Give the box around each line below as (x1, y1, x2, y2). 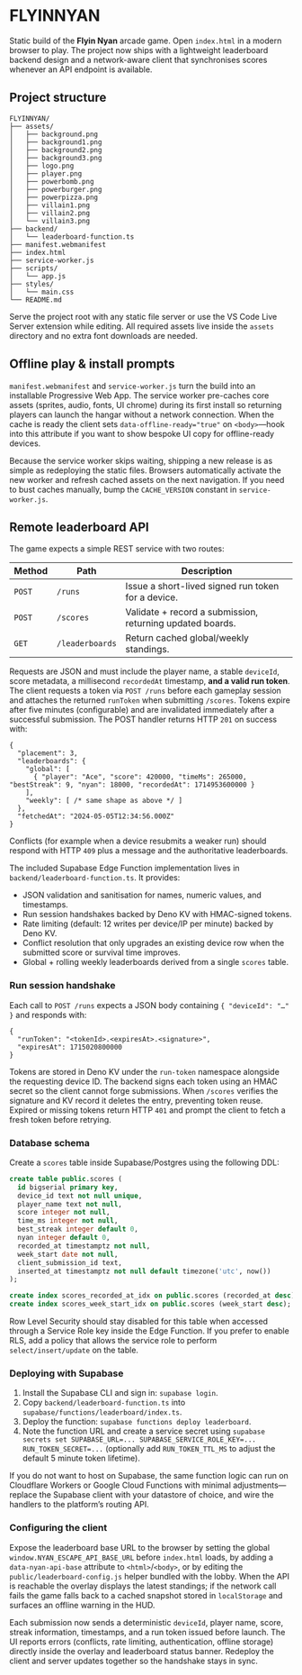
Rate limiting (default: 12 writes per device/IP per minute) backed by (22, 918, 274, 929)
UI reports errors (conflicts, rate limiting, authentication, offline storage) (9, 1636, 274, 1647)
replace (9, 1489, 38, 1500)
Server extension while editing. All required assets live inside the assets (9, 321, 274, 332)
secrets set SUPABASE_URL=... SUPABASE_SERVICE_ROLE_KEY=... (22, 1435, 257, 1444)
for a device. (125, 591, 178, 604)
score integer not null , (17, 1208, 111, 1217)
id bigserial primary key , (17, 1182, 119, 1192)
